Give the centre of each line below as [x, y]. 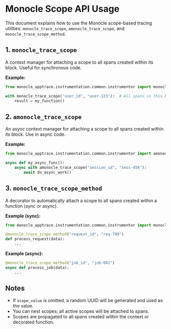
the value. [23, 306]
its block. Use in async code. [36, 134]
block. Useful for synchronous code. [44, 67]
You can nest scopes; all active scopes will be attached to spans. [81, 311]
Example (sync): [23, 216]
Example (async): [24, 254]
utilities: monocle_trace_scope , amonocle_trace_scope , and [65, 28]
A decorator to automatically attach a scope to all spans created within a [81, 200]
